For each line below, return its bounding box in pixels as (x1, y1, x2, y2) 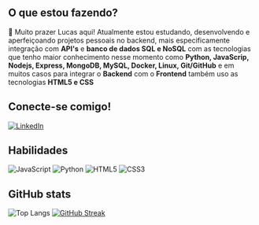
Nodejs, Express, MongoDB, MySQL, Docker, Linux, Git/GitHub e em (8, 61, 235, 70)
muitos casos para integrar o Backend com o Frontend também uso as (8, 68, 239, 78)
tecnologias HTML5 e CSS (8, 77, 94, 87)
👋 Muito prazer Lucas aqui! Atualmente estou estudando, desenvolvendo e (8, 27, 250, 36)
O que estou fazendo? (8, 6, 118, 20)
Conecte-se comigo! (8, 100, 112, 113)
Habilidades (8, 144, 68, 157)
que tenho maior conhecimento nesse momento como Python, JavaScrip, (8, 52, 250, 61)
